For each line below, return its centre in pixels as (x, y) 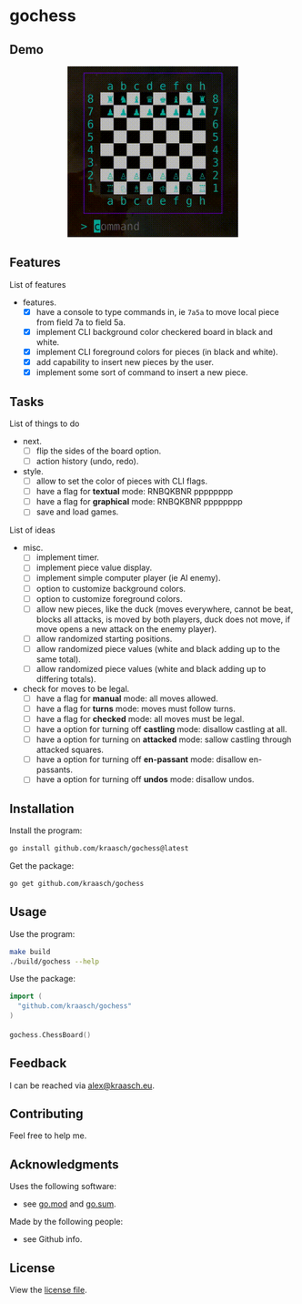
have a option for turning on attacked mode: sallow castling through (164, 739)
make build (30, 952)
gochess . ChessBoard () (50, 1034)
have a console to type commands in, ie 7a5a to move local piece (158, 311)
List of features (38, 284)
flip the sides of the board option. (99, 451)
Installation (42, 808)
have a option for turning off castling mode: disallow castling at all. (161, 729)
